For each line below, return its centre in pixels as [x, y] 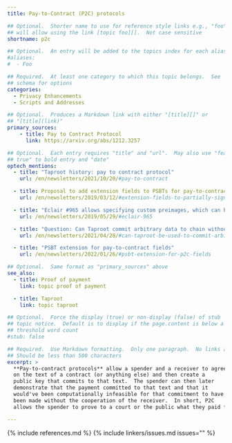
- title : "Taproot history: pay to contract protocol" [94, 172]
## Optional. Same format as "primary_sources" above [88, 267]
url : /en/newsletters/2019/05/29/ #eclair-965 [86, 216]
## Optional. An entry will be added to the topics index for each [108, 51]
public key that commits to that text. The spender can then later [114, 381]
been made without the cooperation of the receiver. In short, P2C [114, 400]
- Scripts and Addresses [49, 102]
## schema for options [40, 83]
